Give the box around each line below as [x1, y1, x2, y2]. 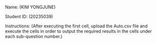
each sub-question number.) [5, 34, 63, 39]
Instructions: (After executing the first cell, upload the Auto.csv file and [5, 23, 148, 29]
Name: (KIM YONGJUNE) [5, 4, 56, 10]
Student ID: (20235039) [5, 14, 53, 19]
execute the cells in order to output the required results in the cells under [5, 28, 152, 34]
